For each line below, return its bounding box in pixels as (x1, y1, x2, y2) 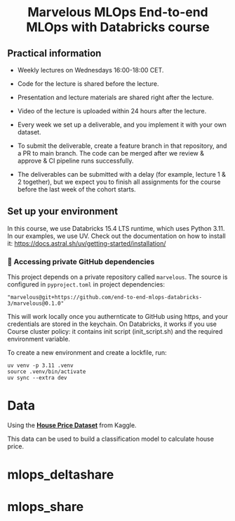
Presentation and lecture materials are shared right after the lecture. (17, 93, 214, 101)
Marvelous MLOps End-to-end (27, 4, 208, 20)
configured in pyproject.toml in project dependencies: (7, 280, 165, 289)
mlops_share (7, 499, 84, 515)
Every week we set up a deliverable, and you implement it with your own (17, 120, 227, 129)
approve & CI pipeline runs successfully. (17, 156, 134, 165)
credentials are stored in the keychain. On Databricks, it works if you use (7, 320, 217, 328)
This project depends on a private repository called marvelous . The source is (7, 272, 228, 282)
